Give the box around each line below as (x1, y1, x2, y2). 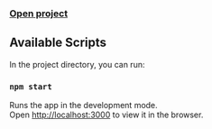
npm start (9, 81, 52, 92)
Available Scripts (9, 35, 106, 51)
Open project (9, 7, 69, 20)
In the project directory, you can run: (9, 59, 145, 69)
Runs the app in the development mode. (9, 100, 158, 111)
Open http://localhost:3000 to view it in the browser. (9, 109, 204, 120)
